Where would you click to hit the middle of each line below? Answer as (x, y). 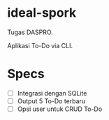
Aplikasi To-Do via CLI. (40, 45)
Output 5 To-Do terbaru (51, 101)
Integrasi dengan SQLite (52, 93)
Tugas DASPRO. (30, 32)
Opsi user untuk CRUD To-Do (60, 109)
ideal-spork (42, 13)
